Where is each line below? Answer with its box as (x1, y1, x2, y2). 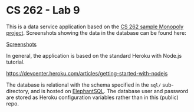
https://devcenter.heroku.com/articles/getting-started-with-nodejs (6, 70, 168, 77)
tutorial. (6, 58, 25, 65)
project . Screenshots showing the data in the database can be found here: (6, 29, 187, 36)
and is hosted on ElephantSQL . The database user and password (30, 87, 189, 94)
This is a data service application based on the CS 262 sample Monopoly (6, 23, 184, 30)
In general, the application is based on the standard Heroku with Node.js (6, 52, 182, 59)
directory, (6, 87, 29, 94)
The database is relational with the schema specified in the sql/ (6, 81, 161, 88)
